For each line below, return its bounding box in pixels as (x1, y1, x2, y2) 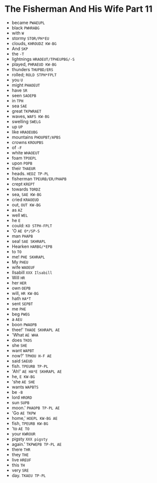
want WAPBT (11, 347, 34, 353)
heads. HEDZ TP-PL (11, 170, 49, 176)
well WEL (11, 212, 28, 218)
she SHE (11, 342, 27, 348)
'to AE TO (11, 425, 30, 432)
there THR (11, 446, 30, 452)
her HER (11, 280, 26, 286)
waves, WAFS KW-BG (11, 113, 50, 119)
